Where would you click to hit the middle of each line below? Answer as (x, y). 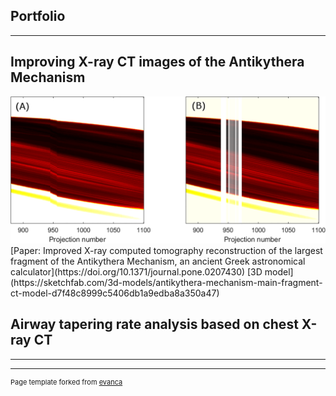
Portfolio (38, 16)
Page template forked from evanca (66, 382)
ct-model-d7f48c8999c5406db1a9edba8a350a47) (115, 293)
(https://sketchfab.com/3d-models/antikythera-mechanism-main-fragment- (166, 282)
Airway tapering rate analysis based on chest (154, 324)
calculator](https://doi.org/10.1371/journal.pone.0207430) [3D (136, 271)
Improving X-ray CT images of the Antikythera (157, 62)
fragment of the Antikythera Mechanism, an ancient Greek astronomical (158, 261)
